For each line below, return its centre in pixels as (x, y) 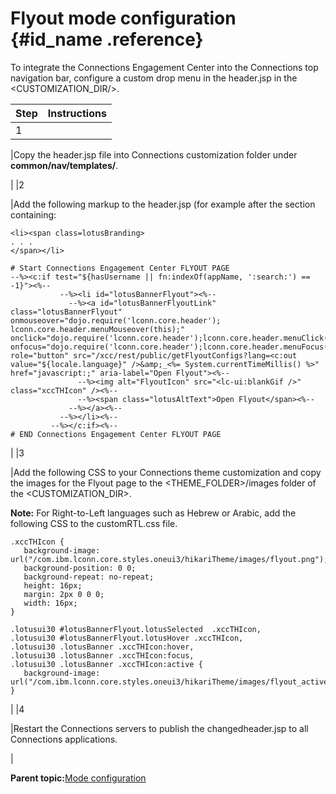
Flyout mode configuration (123, 18)
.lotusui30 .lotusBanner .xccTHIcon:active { (106, 664)
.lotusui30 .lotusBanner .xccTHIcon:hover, (102, 647)
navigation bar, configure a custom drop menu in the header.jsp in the (154, 78)
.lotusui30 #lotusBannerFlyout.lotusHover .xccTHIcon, (127, 638)
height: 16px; (53, 585)
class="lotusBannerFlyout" (66, 312)
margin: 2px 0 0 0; (64, 594)
